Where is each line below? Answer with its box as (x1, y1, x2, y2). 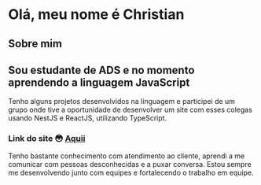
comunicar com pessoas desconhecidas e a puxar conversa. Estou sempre (8, 159, 252, 168)
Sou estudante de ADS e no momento (8, 63, 195, 76)
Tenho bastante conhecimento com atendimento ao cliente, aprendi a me (8, 151, 245, 161)
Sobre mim (8, 37, 63, 50)
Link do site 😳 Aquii (8, 133, 86, 144)
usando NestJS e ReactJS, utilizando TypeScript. (8, 113, 167, 123)
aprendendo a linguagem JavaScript (8, 76, 190, 89)
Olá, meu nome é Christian (8, 6, 185, 24)
